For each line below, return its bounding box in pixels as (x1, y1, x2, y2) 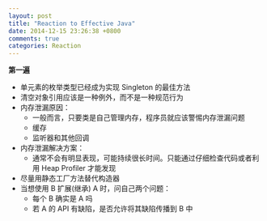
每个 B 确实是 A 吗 (32, 193, 93, 203)
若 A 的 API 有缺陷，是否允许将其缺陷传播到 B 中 (32, 204, 193, 214)
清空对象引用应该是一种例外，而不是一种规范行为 (19, 92, 184, 102)
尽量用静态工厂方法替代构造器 (19, 173, 120, 183)
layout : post (8, 11, 53, 20)
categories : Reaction (8, 42, 82, 50)
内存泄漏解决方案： (19, 143, 85, 153)
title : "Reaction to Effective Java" (8, 19, 136, 28)
